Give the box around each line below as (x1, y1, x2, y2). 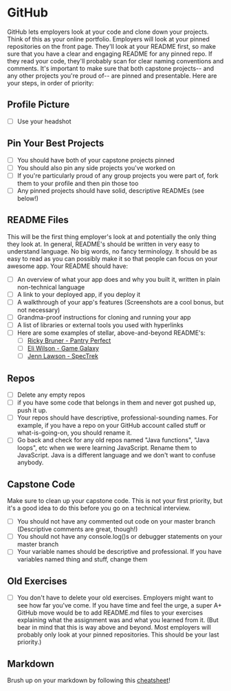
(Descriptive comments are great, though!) (16, 525, 138, 533)
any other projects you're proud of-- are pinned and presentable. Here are (7, 71, 217, 80)
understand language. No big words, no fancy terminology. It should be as (7, 247, 218, 256)
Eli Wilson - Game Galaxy (27, 344, 100, 353)
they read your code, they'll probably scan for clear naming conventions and (7, 56, 224, 65)
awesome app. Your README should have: (7, 262, 129, 270)
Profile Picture (7, 99, 70, 111)
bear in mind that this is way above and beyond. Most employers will (16, 623, 211, 632)
